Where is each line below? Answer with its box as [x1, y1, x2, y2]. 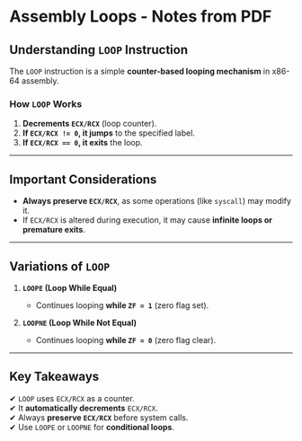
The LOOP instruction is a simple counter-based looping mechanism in [9, 66, 271, 76]
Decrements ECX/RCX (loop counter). [22, 119, 157, 129]
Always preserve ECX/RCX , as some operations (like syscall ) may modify [22, 196, 292, 207]
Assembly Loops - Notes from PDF [9, 6, 272, 27]
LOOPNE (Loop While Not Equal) [22, 317, 138, 328]
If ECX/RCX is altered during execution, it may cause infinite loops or [22, 215, 272, 225]
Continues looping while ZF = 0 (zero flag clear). [35, 334, 217, 345]
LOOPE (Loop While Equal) [22, 282, 118, 293]
